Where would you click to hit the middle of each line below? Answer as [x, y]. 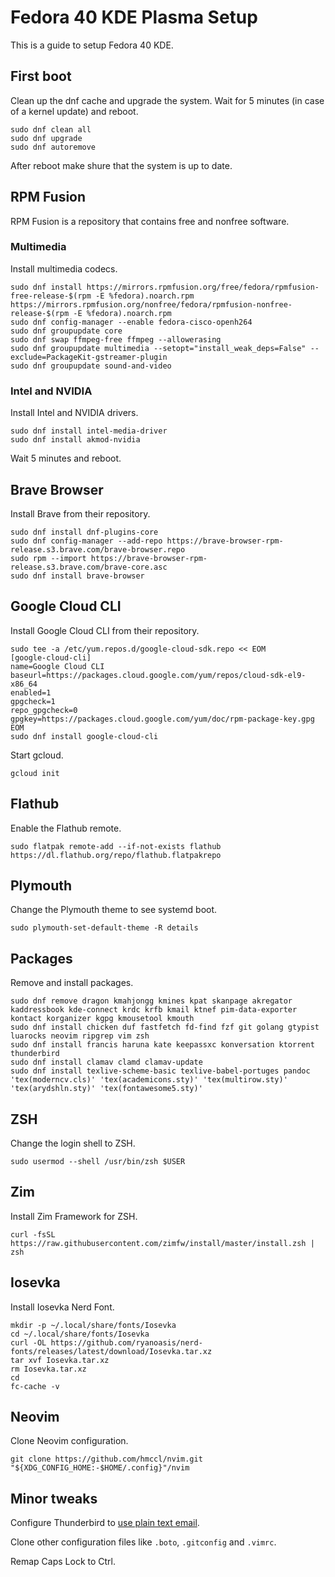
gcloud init [35, 773]
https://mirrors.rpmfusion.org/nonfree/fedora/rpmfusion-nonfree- [151, 304]
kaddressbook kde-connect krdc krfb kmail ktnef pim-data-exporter [154, 1010]
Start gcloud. [37, 755]
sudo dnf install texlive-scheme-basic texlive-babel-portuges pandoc [160, 1071]
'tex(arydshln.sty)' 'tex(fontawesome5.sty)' [106, 1089]
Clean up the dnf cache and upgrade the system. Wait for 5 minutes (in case [167, 100]
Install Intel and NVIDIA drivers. [74, 413]
